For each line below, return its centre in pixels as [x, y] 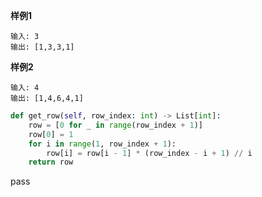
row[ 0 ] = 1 [51, 134]
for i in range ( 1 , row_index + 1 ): [102, 144]
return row [51, 162]
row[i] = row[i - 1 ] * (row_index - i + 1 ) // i [149, 153]
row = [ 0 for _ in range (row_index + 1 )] [115, 125]
